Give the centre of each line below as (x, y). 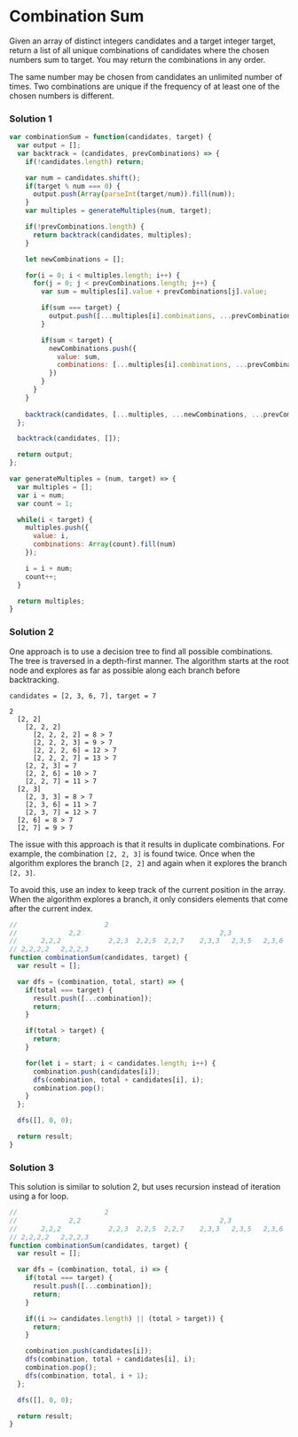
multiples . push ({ (57, 528)
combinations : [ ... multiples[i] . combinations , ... (152, 365)
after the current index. (51, 908)
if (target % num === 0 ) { (73, 186)
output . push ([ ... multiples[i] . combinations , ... (140, 316)
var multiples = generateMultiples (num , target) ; (119, 211)
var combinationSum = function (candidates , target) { (111, 137)
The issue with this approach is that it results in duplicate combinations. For (147, 844)
